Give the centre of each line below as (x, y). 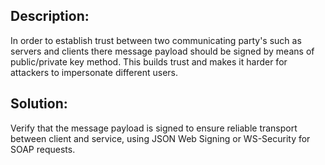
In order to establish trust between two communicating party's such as (156, 40)
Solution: (39, 104)
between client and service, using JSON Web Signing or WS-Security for (160, 138)
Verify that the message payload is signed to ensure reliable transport (154, 128)
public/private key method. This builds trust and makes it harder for (149, 61)
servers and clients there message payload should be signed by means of (162, 51)
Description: (50, 16)
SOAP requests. (43, 149)
